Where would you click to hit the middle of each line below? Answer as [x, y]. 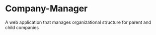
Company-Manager [46, 9]
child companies [22, 27]
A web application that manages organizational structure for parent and [78, 22]
